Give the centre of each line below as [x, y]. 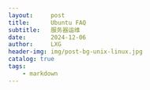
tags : [17, 67]
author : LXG [35, 45]
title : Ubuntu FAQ [47, 23]
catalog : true [32, 59]
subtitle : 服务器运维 [44, 30]
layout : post [37, 15]
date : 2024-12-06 [47, 37]
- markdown [40, 74]
